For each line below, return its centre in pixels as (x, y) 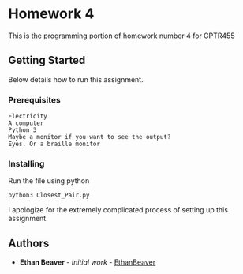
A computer (26, 123)
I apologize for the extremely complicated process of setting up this (118, 210)
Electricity (28, 116)
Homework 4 (51, 14)
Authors (29, 243)
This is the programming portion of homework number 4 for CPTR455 (121, 36)
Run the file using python (49, 181)
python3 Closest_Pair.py (49, 195)
